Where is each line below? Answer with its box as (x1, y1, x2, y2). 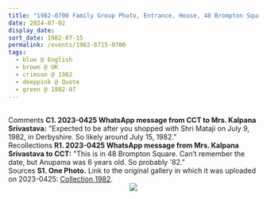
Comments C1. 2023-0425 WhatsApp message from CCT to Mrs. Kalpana (8, 116, 257, 125)
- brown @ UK (15, 63, 59, 71)
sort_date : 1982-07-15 (8, 33, 83, 42)
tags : (8, 48, 26, 56)
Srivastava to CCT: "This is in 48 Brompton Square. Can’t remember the (8, 149, 245, 159)
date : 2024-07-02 (8, 19, 66, 27)
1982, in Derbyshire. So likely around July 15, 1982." (8, 132, 177, 142)
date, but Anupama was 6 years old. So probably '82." (8, 158, 185, 167)
